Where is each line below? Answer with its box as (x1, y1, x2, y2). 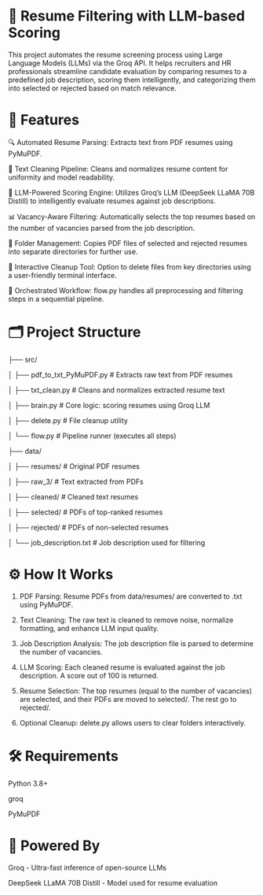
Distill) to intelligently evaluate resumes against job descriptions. (8, 196, 216, 206)
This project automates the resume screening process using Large (8, 50, 223, 59)
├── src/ (8, 355, 38, 364)
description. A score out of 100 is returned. (19, 670, 159, 680)
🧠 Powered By (8, 837, 100, 854)
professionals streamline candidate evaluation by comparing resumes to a (8, 66, 247, 76)
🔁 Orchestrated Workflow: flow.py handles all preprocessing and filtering (8, 285, 243, 295)
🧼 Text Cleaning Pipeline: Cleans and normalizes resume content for (8, 164, 228, 173)
